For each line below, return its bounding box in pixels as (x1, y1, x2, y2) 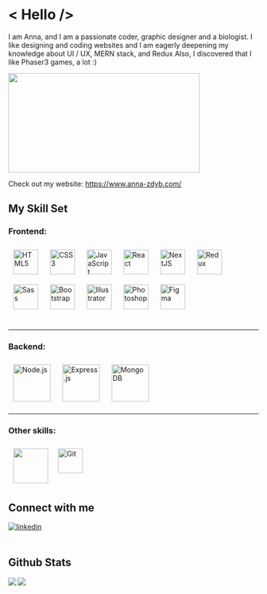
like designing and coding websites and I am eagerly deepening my (8, 40, 229, 49)
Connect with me (8, 501, 95, 514)
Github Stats (8, 556, 72, 569)
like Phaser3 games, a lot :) (8, 57, 98, 67)
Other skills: (8, 425, 56, 436)
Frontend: (8, 226, 48, 237)
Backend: (8, 340, 46, 351)
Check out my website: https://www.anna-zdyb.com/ (8, 179, 182, 188)
